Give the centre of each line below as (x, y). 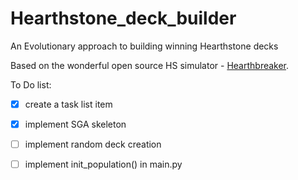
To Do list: (31, 84)
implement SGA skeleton (75, 124)
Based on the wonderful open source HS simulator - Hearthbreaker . (150, 65)
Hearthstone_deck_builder (123, 18)
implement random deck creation (93, 144)
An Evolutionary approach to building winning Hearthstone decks (144, 46)
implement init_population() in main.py (103, 164)
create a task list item (68, 104)
